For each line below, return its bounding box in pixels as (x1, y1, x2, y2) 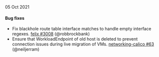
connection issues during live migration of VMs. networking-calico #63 (12, 41, 154, 47)
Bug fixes (5, 15, 25, 21)
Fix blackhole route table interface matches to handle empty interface (12, 26, 152, 32)
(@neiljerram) (12, 46, 40, 52)
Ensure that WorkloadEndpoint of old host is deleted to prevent (12, 36, 138, 42)
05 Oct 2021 (5, 4, 30, 10)
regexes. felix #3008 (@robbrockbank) (12, 31, 90, 37)
